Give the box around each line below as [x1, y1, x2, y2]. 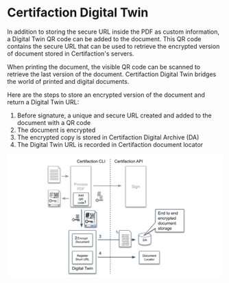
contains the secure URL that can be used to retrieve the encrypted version [7, 42, 220, 50]
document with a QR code [16, 118, 91, 126]
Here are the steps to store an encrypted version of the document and [7, 91, 206, 99]
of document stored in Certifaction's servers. [7, 49, 134, 58]
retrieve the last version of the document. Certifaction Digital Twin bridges [7, 70, 217, 78]
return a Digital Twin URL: [7, 98, 80, 106]
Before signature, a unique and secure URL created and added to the [16, 111, 212, 120]
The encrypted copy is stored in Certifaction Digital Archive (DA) [16, 133, 200, 141]
